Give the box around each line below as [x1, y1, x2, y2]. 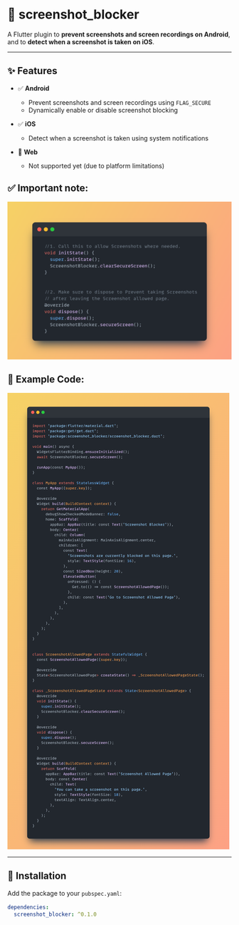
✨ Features [7, 65, 58, 77]
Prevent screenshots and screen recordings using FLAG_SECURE [28, 98, 211, 106]
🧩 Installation [7, 870, 67, 882]
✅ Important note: [7, 182, 89, 195]
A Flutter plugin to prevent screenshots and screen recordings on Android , [7, 30, 230, 39]
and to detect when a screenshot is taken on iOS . [7, 37, 155, 46]
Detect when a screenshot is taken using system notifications [28, 133, 208, 142]
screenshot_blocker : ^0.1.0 [14, 911, 97, 919]
